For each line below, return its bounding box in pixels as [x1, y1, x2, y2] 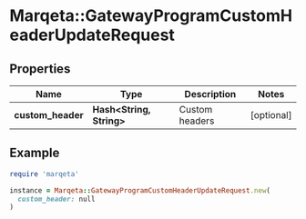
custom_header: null [17, 194, 96, 204]
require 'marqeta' [9, 169, 79, 178]
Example [9, 145, 60, 161]
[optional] [250, 109, 292, 121]
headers [178, 114, 215, 127]
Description [184, 88, 237, 100]
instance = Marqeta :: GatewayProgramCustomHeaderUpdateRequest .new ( [9, 185, 271, 195]
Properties [9, 61, 71, 76]
